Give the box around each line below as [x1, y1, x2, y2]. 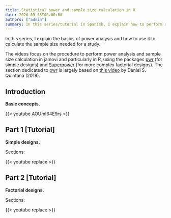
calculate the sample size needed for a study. [5, 41, 101, 47]
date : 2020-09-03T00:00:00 [5, 12, 63, 17]
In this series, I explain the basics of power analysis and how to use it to [5, 36, 156, 42]
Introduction [5, 87, 46, 96]
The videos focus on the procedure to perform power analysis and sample [5, 51, 161, 57]
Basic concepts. [5, 101, 41, 107]
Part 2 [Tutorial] [5, 174, 56, 182]
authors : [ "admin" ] [5, 17, 47, 22]
